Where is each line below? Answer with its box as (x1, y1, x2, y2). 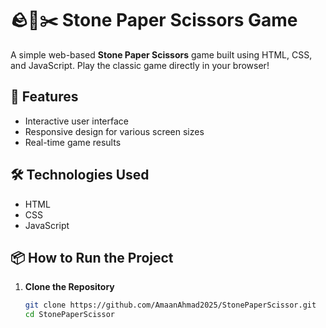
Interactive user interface (24, 115, 130, 127)
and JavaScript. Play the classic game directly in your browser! (10, 59, 270, 71)
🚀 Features (10, 88, 79, 106)
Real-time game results (24, 136, 122, 148)
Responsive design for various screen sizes (24, 125, 205, 137)
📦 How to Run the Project (10, 249, 174, 266)
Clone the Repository (24, 281, 115, 293)
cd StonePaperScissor (24, 310, 115, 320)
